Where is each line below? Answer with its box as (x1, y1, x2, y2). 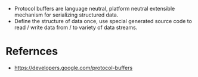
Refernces (5, 44, 58, 58)
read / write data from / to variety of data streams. (14, 24, 138, 31)
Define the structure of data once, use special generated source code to (14, 18, 192, 24)
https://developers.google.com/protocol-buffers (14, 64, 133, 71)
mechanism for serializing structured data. (14, 11, 119, 18)
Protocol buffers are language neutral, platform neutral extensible (14, 5, 175, 12)
